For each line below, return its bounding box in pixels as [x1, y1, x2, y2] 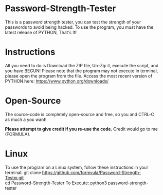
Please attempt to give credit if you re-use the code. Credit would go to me [5, 126, 158, 132]
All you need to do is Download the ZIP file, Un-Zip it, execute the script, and [5, 62, 159, 68]
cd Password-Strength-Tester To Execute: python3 [5, 180, 107, 186]
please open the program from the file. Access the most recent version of [5, 73, 152, 78]
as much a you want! [5, 117, 47, 122]
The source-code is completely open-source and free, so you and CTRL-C [5, 111, 154, 117]
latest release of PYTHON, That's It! [5, 29, 77, 35]
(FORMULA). [5, 131, 31, 137]
